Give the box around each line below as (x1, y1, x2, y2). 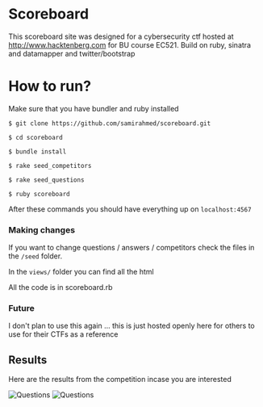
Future (8, 303, 35, 314)
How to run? (8, 78, 91, 95)
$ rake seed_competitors (8, 162, 92, 170)
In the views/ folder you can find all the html (8, 267, 155, 277)
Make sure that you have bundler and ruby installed (8, 103, 179, 113)
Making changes (8, 224, 75, 235)
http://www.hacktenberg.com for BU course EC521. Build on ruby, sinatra (8, 40, 252, 49)
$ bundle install (8, 147, 67, 156)
